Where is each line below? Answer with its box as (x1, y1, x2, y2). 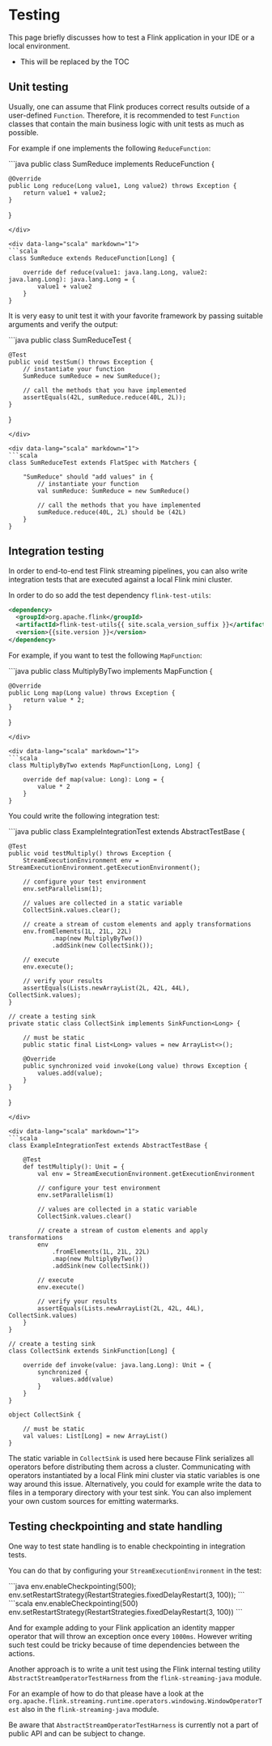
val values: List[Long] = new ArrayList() (23, 1432, 168, 1440)
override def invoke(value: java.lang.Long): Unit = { (23, 1361, 212, 1369)
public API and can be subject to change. (8, 1728, 146, 1738)
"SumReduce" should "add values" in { (23, 472, 154, 481)
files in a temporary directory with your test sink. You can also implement (8, 1488, 253, 1497)
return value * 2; (23, 696, 85, 704)
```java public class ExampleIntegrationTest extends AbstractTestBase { (8, 826, 245, 836)
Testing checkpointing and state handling (8, 1520, 223, 1534)
